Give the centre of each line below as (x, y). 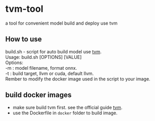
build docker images (38, 95)
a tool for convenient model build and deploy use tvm (61, 23)
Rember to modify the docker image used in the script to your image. (78, 79)
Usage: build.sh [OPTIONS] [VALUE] (43, 57)
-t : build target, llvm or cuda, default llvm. (50, 73)
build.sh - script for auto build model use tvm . (53, 51)
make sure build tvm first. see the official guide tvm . (68, 107)
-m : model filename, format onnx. (41, 68)
